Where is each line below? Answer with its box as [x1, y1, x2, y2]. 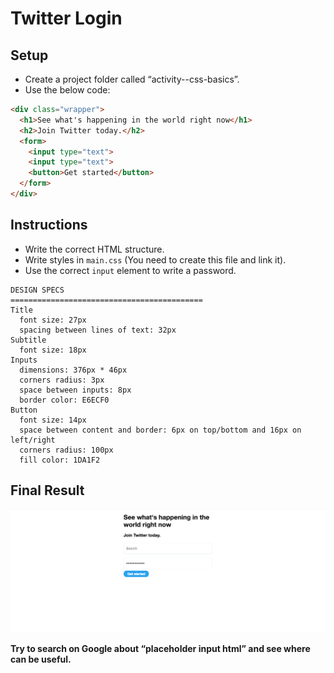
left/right [10, 435, 56, 445]
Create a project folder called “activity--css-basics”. [24, 73, 240, 85]
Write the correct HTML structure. [24, 243, 165, 255]
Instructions [10, 217, 88, 234]
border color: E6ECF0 [19, 395, 110, 405]
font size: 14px [19, 415, 87, 425]
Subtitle [10, 335, 47, 345]
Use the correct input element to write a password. [24, 264, 237, 276]
